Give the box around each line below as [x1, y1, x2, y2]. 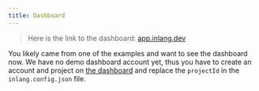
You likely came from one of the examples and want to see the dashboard [8, 48, 248, 58]
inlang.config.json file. [8, 74, 86, 83]
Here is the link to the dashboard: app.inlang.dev [27, 33, 186, 43]
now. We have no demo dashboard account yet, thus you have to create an [8, 57, 252, 66]
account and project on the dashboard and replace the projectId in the [8, 65, 239, 75]
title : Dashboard [8, 11, 66, 20]
